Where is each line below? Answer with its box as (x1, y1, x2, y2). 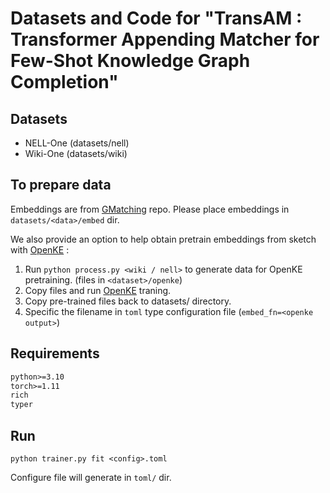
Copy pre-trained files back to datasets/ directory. (24, 295, 232, 307)
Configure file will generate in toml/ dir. (10, 471, 172, 483)
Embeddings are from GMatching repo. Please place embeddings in (10, 203, 290, 215)
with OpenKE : (10, 243, 70, 256)
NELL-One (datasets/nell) (24, 137, 130, 149)
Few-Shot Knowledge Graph (10, 50, 251, 72)
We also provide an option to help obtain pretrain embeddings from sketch (10, 233, 317, 245)
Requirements (10, 345, 100, 362)
